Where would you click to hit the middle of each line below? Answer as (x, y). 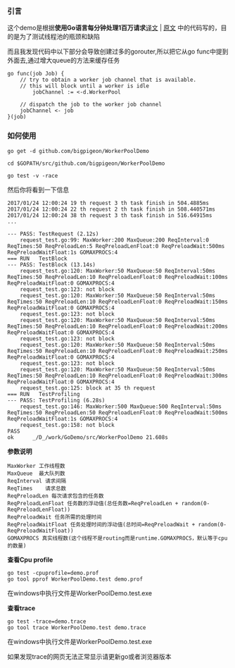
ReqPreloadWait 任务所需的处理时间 (55, 517)
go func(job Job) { (36, 74)
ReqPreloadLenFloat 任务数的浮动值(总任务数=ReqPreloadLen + (93, 503)
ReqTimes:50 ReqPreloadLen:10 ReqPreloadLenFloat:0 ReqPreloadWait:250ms (118, 351)
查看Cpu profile (30, 559)
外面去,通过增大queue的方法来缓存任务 (64, 61)
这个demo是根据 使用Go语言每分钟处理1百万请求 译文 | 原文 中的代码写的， (114, 28)
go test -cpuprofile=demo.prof (53, 573)
